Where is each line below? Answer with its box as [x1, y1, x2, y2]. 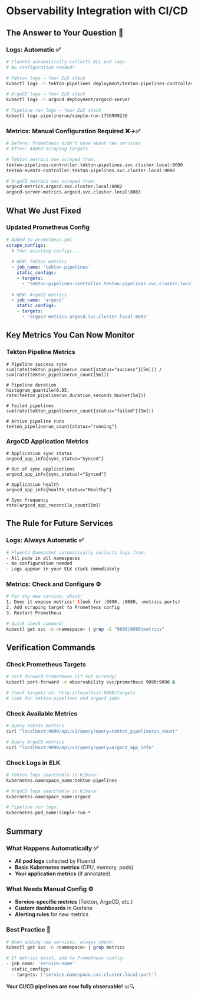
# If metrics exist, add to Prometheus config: [6, 955, 126, 961]
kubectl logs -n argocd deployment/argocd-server [6, 96, 131, 103]
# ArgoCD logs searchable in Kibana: [6, 788, 99, 794]
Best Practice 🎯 [6, 926, 51, 934]
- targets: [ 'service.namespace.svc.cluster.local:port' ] [11, 972, 157, 978]
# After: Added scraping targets [6, 146, 88, 152]
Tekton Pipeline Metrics [6, 348, 75, 356]
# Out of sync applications [6, 466, 75, 472]
